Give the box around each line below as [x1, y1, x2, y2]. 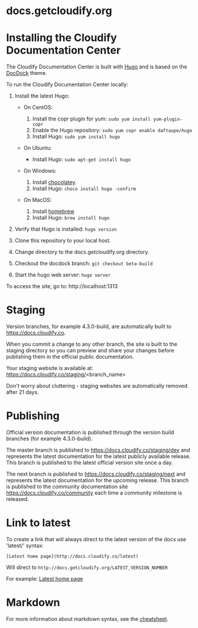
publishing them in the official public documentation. [6, 353, 134, 361]
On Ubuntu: [23, 145, 52, 152]
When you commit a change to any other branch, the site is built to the [6, 341, 177, 348]
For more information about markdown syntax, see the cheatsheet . [6, 615, 168, 622]
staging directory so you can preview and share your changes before [6, 347, 174, 354]
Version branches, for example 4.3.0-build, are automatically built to [6, 323, 172, 330]
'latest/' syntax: [6, 542, 44, 549]
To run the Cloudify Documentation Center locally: [6, 81, 128, 88]
